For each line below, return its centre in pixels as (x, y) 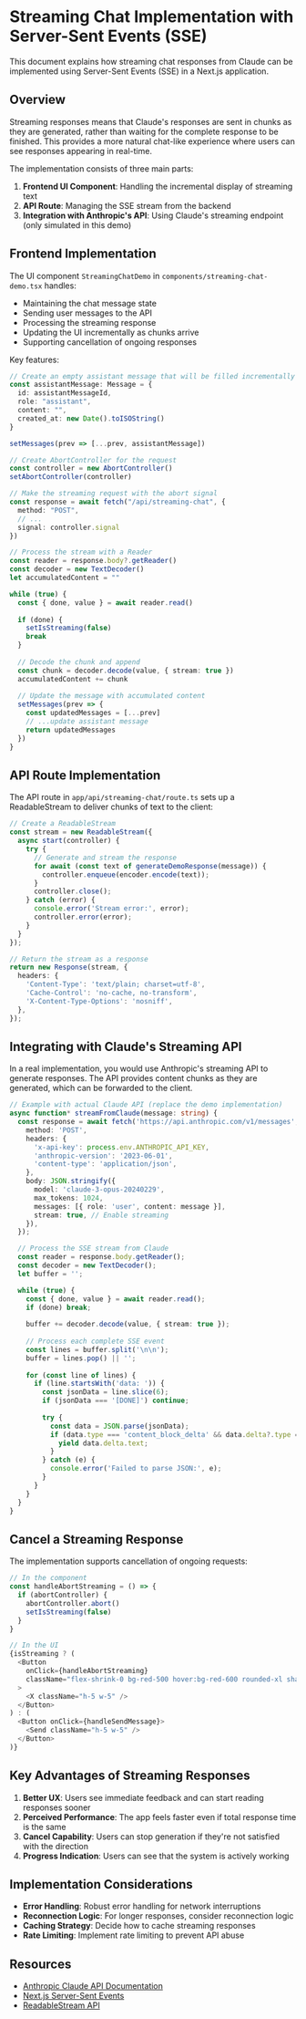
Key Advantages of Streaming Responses (130, 1776)
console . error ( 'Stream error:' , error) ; (111, 909)
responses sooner (56, 1807)
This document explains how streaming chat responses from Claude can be (151, 61)
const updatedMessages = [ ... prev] (93, 713)
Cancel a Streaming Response (97, 1539)
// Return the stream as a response (79, 959)
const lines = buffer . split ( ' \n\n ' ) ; (97, 1349)
